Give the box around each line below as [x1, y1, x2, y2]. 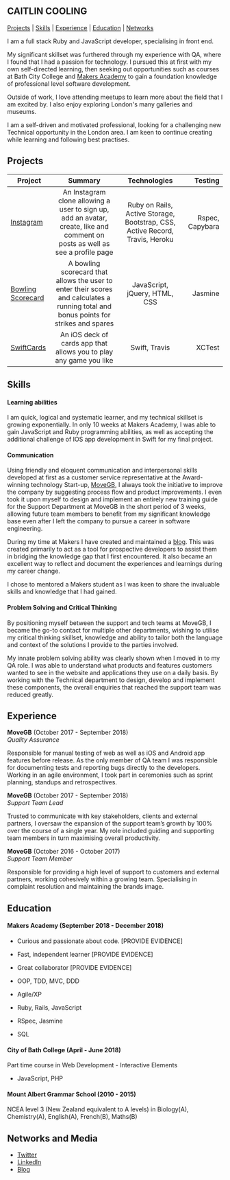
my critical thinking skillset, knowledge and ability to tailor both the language [7, 633, 223, 642]
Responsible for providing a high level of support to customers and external [7, 868, 220, 876]
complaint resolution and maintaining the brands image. [7, 883, 164, 891]
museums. [7, 107, 37, 115]
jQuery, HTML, [126, 288, 174, 298]
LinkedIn [16, 1158, 42, 1166]
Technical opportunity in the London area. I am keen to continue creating [7, 128, 213, 136]
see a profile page [55, 247, 114, 257]
